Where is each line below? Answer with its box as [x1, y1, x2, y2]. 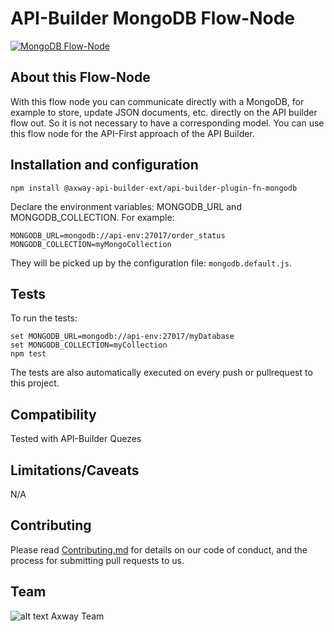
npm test [10, 349, 47, 359]
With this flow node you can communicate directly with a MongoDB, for [10, 95, 305, 107]
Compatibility [10, 406, 97, 423]
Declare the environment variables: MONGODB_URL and [10, 200, 242, 212]
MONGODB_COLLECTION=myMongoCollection [10, 239, 172, 249]
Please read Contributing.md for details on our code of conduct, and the [10, 543, 308, 556]
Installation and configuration [10, 157, 199, 174]
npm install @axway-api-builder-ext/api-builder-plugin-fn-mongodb [10, 183, 298, 193]
